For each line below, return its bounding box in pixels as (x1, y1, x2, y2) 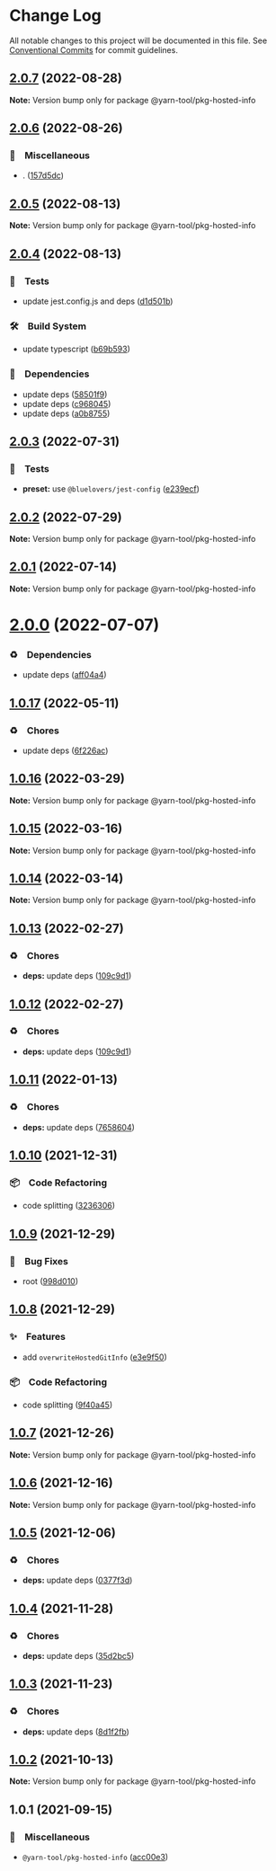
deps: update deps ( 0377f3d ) (22, 1574, 133, 1586)
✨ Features (9, 1331, 66, 1343)
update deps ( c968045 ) (22, 398, 111, 409)
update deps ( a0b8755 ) (22, 408, 111, 419)
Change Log (9, 5, 102, 26)
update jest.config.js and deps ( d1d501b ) (22, 296, 174, 306)
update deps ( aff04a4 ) (22, 669, 107, 680)
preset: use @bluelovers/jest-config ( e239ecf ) (22, 483, 200, 494)
